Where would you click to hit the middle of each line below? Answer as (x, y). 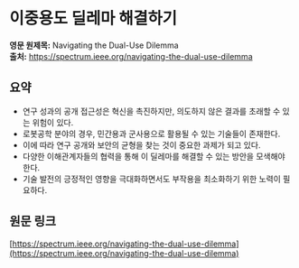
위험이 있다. (53, 122)
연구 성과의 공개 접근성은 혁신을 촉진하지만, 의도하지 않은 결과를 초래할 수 (151, 111)
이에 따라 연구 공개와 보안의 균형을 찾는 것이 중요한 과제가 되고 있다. (141, 144)
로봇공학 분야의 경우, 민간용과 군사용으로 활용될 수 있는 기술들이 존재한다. (151, 134)
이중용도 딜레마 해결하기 (93, 18)
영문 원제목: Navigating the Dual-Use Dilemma (94, 45)
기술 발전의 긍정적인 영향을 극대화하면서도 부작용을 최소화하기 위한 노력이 (152, 179)
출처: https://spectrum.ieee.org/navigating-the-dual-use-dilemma (131, 56)
